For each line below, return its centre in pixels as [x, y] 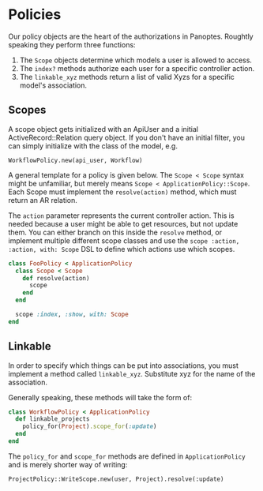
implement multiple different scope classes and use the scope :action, [124, 240]
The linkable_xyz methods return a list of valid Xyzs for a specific [127, 77]
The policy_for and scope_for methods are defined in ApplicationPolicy [127, 456]
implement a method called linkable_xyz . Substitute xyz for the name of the [132, 373]
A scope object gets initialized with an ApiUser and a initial [103, 129]
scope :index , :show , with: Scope [72, 314]
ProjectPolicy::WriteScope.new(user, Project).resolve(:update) [116, 479]
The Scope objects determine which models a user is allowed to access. [136, 60]
